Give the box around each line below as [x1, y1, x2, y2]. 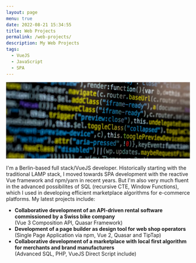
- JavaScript [11, 58, 43, 64]
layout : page [6, 9, 38, 15]
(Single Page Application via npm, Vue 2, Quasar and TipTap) [14, 231, 162, 239]
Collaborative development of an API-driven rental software [14, 207, 163, 214]
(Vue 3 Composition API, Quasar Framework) [14, 219, 123, 226]
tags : [6, 47, 19, 53]
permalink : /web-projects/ [6, 34, 72, 40]
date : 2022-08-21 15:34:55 [6, 22, 72, 27]
